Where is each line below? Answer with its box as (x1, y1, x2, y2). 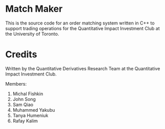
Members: (5, 81, 27, 87)
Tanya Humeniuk (12, 112, 49, 118)
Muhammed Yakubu (12, 107, 55, 113)
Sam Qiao (12, 101, 34, 108)
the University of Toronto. (5, 31, 59, 37)
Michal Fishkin (12, 90, 43, 97)
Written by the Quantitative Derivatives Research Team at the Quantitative (5, 65, 160, 71)
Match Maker (5, 3, 63, 15)
